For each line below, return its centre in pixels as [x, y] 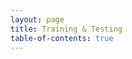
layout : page [37, 19]
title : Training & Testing [66, 29]
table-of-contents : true [62, 38]
